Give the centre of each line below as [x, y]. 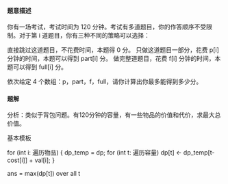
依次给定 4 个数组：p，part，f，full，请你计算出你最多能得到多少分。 [105, 81]
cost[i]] [17, 160]
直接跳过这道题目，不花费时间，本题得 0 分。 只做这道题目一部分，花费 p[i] [113, 50]
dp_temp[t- [199, 153]
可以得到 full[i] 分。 [40, 67]
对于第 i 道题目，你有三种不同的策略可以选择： [85, 36]
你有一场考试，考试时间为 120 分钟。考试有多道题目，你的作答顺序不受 [107, 27]
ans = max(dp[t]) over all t [44, 174]
